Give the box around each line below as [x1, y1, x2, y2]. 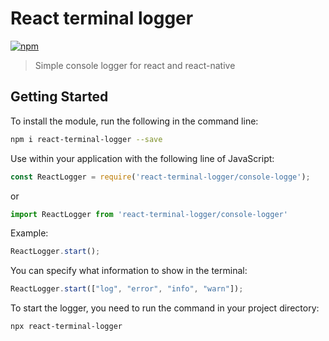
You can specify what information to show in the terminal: [10, 265, 248, 277]
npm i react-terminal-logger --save [10, 134, 163, 144]
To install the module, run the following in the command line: [10, 115, 259, 127]
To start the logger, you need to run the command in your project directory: [10, 302, 320, 314]
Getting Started [10, 88, 109, 106]
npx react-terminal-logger [10, 322, 123, 332]
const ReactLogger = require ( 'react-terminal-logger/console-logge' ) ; [10, 172, 311, 182]
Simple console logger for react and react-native [34, 59, 236, 71]
